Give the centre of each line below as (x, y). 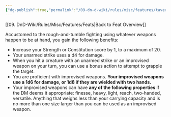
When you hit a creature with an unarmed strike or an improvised (81, 60)
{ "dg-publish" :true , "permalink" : (41, 10)
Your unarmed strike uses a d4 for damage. (58, 55)
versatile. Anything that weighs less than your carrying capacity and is (86, 98)
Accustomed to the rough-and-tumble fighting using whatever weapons (81, 34)
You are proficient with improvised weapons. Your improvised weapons (88, 76)
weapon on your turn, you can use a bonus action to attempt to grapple (87, 66)
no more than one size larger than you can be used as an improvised (84, 104)
